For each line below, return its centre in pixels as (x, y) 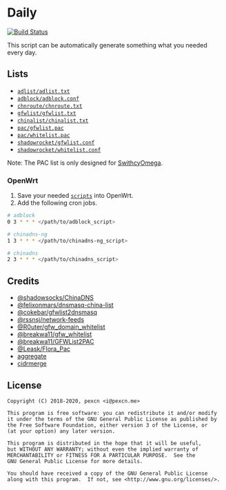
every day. (22, 52)
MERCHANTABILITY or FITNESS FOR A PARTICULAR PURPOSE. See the (101, 455)
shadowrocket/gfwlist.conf (56, 143)
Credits (23, 281)
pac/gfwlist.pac (40, 128)
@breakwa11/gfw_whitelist (54, 334)
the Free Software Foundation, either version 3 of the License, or (107, 425)
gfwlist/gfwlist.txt (47, 113)
